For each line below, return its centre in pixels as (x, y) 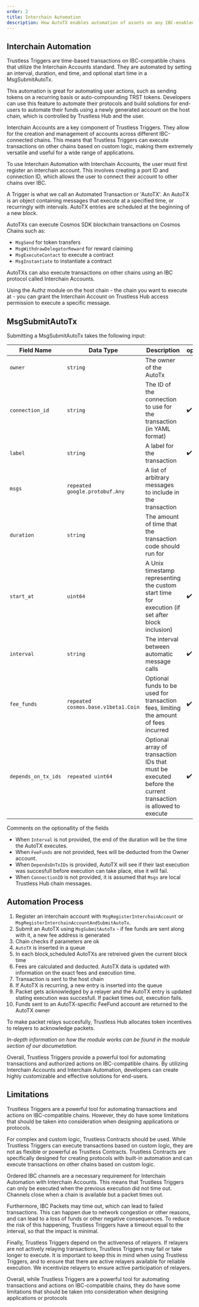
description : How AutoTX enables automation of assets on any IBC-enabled (101, 22)
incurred (157, 730)
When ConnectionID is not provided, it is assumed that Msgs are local (98, 877)
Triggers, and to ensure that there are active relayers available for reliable (96, 1261)
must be (156, 769)
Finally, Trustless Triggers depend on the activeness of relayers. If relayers (97, 1242)
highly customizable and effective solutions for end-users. (78, 1076)
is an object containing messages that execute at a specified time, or (90, 201)
